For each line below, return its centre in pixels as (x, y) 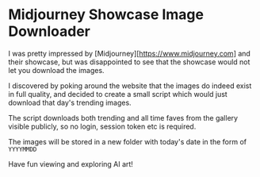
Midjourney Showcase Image (106, 15)
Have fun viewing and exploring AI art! (71, 164)
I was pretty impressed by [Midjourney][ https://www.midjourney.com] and (130, 53)
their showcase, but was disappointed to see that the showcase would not (129, 62)
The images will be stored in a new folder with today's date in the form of (128, 141)
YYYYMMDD (23, 149)
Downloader (50, 31)
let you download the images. (56, 70)
